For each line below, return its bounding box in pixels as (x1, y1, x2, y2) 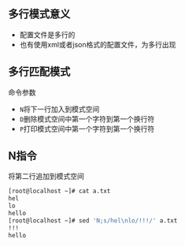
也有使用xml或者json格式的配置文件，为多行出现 (19, 39, 176, 49)
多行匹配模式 (8, 65, 71, 79)
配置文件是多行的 (19, 30, 76, 39)
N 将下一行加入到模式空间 (19, 104, 100, 114)
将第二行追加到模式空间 (8, 172, 84, 181)
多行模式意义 (8, 7, 71, 21)
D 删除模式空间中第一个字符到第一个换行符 (19, 114, 155, 124)
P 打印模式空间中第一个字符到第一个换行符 (19, 124, 155, 133)
